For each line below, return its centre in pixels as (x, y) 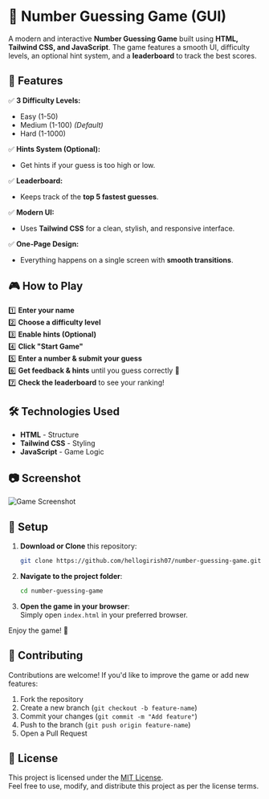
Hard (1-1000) (43, 133)
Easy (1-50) (39, 116)
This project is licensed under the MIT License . (86, 777)
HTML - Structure (49, 435)
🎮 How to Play (46, 286)
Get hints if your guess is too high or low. (88, 165)
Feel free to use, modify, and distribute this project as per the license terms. (134, 786)
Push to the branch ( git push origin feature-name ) (105, 724)
